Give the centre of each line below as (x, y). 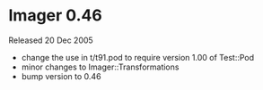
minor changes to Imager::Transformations (100, 67)
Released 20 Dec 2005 (51, 40)
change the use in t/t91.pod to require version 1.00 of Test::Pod (138, 57)
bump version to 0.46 (61, 76)
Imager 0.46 (55, 16)
